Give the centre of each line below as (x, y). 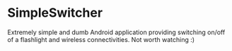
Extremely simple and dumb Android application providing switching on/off (116, 32)
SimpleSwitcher (55, 13)
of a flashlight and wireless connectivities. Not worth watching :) (101, 39)
